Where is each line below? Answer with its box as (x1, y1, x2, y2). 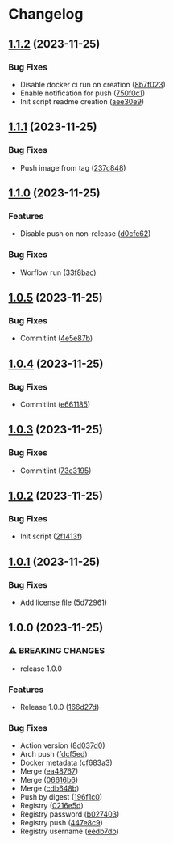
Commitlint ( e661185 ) (19, 399, 91, 409)
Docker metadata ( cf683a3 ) (19, 757, 113, 768)
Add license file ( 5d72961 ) (19, 597, 107, 607)
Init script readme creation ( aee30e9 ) (19, 96, 145, 106)
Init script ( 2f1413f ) (19, 531, 83, 542)
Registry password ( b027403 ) (19, 809, 120, 819)
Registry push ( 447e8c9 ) (19, 818, 103, 828)
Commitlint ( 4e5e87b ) (19, 333, 93, 344)
